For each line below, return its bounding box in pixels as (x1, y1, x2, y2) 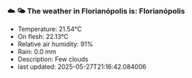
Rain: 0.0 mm (17, 48, 57, 56)
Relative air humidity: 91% (17, 40, 94, 48)
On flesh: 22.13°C (17, 33, 69, 41)
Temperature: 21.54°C (17, 25, 82, 33)
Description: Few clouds (17, 55, 89, 64)
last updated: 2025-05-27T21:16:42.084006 (17, 62, 147, 71)
